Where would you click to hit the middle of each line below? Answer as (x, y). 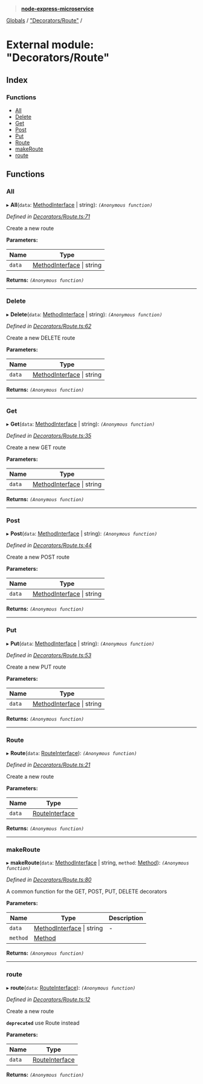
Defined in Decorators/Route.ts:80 (49, 880)
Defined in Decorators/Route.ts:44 (49, 545)
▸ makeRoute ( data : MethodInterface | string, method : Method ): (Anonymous (98, 863)
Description (126, 918)
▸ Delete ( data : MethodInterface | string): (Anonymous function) (84, 314)
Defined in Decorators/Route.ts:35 (49, 436)
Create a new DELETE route (41, 337)
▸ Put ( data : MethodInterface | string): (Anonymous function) (80, 643)
